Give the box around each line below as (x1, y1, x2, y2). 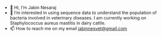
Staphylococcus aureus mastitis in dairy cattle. (9, 20, 106, 26)
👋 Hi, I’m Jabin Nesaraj (9, 5, 57, 10)
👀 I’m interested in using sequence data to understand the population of (9, 10, 157, 16)
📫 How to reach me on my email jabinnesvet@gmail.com (9, 26, 128, 31)
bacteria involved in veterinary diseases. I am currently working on (9, 15, 147, 20)
